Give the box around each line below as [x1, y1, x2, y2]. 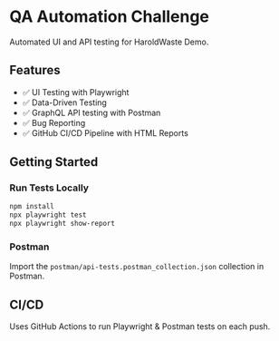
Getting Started [9, 154, 99, 170]
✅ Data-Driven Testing [22, 97, 107, 108]
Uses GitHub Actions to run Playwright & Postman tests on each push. [9, 321, 271, 332]
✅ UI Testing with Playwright [22, 86, 130, 97]
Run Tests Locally [9, 181, 89, 194]
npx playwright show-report [9, 219, 116, 229]
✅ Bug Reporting [22, 117, 86, 128]
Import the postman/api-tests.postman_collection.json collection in [9, 261, 265, 272]
